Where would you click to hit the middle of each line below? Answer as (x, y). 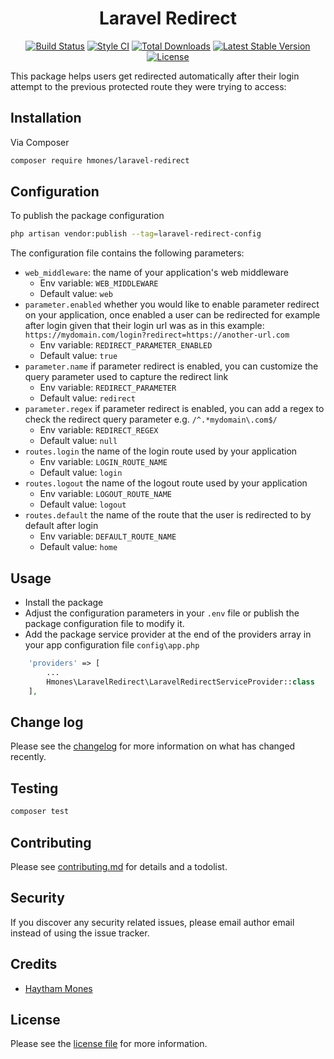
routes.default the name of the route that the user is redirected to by (168, 515)
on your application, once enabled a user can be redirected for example (172, 315)
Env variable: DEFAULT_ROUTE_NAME (108, 536)
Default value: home (78, 547)
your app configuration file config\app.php (112, 645)
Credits (34, 964)
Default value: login (81, 473)
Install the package (64, 603)
